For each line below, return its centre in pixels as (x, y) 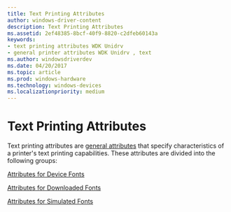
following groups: (33, 161)
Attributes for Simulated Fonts (50, 202)
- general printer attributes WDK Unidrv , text (79, 53)
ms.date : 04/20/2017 (37, 66)
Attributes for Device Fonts (46, 174)
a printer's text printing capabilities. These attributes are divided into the (111, 153)
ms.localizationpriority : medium (56, 92)
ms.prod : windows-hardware (47, 79)
